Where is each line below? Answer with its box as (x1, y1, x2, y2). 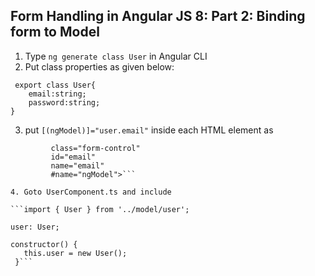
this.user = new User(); (23, 248, 128, 258)
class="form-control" (50, 143, 141, 153)
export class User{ (14, 80, 97, 90)
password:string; (28, 97, 101, 108)
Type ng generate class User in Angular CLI (24, 50, 208, 62)
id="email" (50, 152, 97, 162)
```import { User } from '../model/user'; (10, 204, 190, 214)
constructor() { (10, 239, 78, 249)
